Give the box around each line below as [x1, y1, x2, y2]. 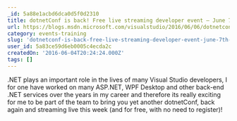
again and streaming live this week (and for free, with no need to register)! [7, 105, 223, 113]
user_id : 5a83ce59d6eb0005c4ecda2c [7, 43, 112, 50]
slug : [7, 37, 23, 44]
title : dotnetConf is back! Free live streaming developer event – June [7, 17, 226, 24]
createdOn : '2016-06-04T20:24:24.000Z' [7, 50, 125, 57]
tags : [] [7, 56, 33, 63]
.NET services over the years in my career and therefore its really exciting [7, 90, 221, 98]
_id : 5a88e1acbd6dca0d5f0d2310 [7, 10, 99, 18]
